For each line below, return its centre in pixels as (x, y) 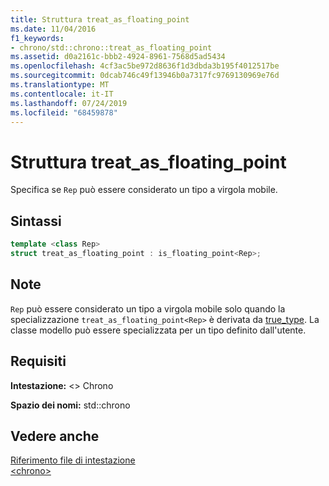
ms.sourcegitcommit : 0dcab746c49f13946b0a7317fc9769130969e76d (145, 76)
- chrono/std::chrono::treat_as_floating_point (111, 47)
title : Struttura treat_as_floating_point (100, 19)
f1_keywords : (37, 38)
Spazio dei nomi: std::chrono (70, 405)
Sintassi (36, 221)
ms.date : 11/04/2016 (53, 29)
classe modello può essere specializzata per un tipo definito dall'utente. (158, 330)
